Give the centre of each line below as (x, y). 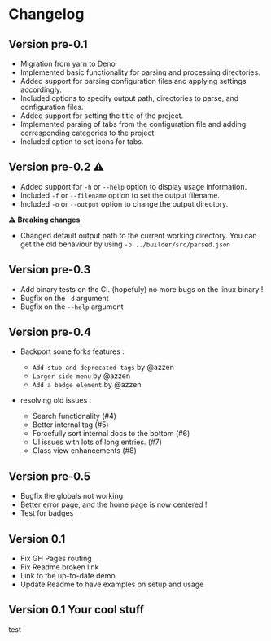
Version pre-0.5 (50, 476)
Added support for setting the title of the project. (102, 116)
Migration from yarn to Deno (68, 63)
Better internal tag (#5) (70, 425)
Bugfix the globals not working (72, 496)
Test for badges (47, 513)
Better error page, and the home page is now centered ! (114, 504)
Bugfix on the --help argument (72, 307)
